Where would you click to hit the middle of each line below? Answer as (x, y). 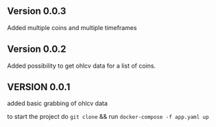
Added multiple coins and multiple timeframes (72, 27)
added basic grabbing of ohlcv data (58, 103)
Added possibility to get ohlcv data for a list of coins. (82, 66)
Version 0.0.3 (37, 11)
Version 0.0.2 (37, 50)
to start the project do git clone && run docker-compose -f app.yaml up (108, 117)
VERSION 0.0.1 (39, 87)
